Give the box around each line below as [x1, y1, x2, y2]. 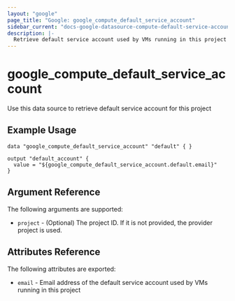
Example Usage [7, 124, 77, 136]
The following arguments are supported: [7, 205, 124, 213]
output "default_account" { [7, 155, 90, 162]
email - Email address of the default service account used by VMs [17, 278, 208, 286]
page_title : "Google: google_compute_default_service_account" [7, 17, 196, 24]
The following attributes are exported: [7, 265, 116, 273]
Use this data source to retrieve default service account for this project [7, 104, 212, 112]
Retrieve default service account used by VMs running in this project [13, 36, 227, 43]
